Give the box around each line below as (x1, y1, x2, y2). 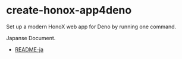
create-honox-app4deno (6, 4, 132, 17)
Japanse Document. (6, 34, 56, 41)
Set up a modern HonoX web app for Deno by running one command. (6, 23, 177, 30)
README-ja (14, 45, 43, 53)
